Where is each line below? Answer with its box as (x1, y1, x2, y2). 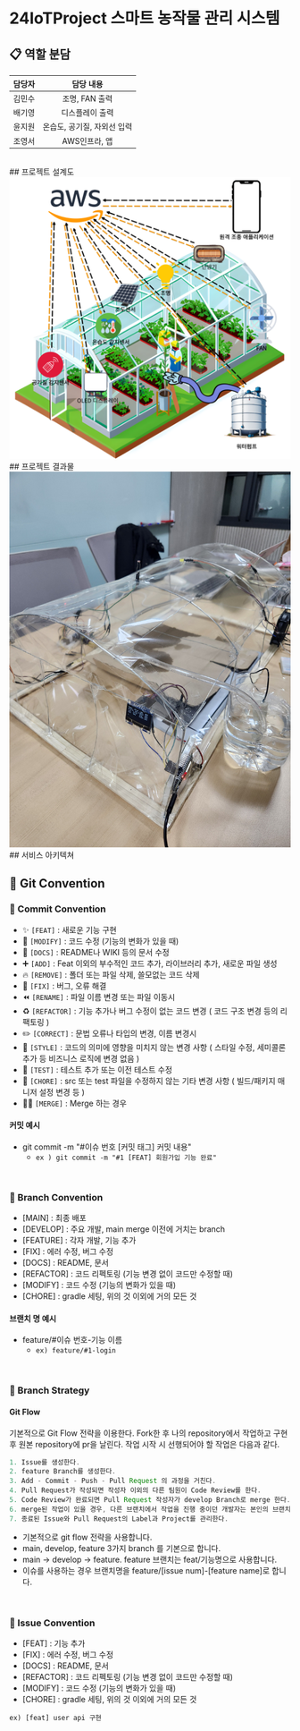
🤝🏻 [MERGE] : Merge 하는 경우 (21, 1098, 128, 1108)
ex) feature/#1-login (35, 1346, 116, 1355)
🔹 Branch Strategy (9, 1384, 90, 1396)
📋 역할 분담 (9, 47, 71, 62)
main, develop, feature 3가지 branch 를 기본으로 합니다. (21, 1542, 221, 1553)
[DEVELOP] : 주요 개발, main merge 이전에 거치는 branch (21, 1224, 226, 1235)
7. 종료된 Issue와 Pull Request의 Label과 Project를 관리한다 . (9, 1514, 229, 1523)
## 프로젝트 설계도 (9, 166, 74, 177)
